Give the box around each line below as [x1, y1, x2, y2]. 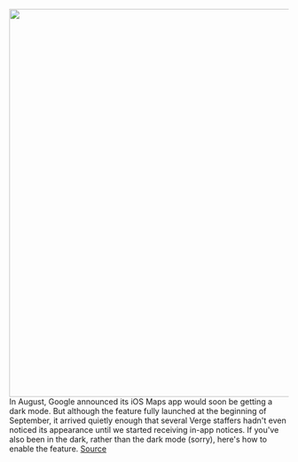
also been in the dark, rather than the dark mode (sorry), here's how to [9, 435, 268, 444]
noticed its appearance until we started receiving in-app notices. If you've [9, 425, 279, 435]
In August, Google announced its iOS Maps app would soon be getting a [9, 396, 273, 407]
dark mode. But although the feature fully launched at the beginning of [9, 406, 267, 416]
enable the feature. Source [9, 443, 107, 454]
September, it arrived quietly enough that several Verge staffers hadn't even [9, 415, 286, 426]
